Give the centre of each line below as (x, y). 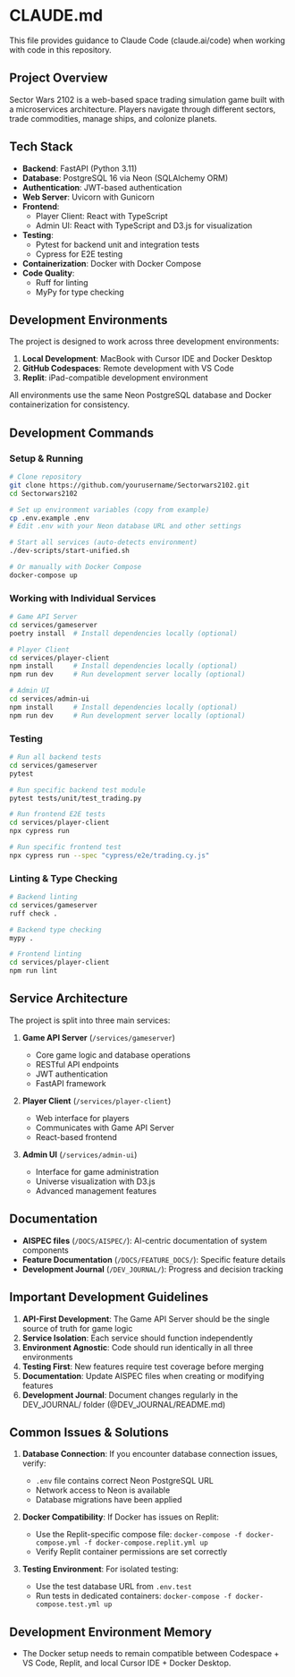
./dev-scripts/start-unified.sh (69, 551)
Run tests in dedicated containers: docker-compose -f (134, 1596)
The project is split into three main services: (90, 1020)
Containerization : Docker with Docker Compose (112, 263)
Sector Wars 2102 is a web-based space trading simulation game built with (147, 99)
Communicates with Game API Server (105, 1128)
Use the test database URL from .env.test (114, 1587)
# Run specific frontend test (66, 847)
